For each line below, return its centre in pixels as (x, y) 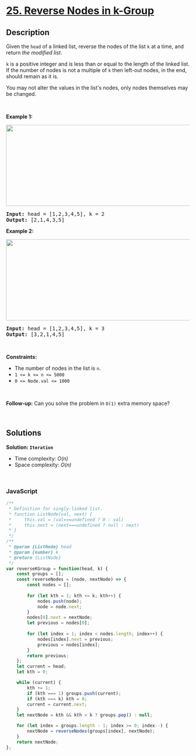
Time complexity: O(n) (41, 458)
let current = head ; (41, 666)
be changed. (21, 94)
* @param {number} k (34, 552)
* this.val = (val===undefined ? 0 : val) (66, 520)
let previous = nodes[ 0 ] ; (59, 623)
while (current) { (39, 683)
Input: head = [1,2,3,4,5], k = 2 (55, 214)
